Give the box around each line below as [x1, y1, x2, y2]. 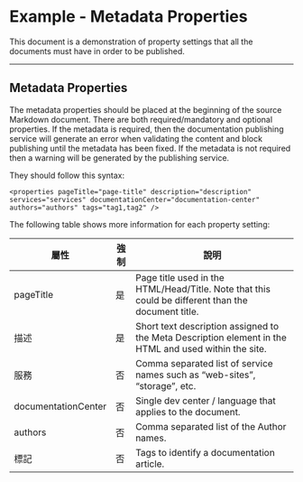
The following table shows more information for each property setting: [9, 218, 271, 229]
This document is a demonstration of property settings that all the [9, 36, 253, 47]
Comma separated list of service [134, 357, 273, 369]
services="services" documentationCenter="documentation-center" [9, 195, 260, 204]
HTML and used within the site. [134, 342, 268, 355]
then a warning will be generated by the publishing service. [9, 152, 230, 163]
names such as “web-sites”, [134, 368, 256, 381]
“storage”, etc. [134, 379, 197, 392]
